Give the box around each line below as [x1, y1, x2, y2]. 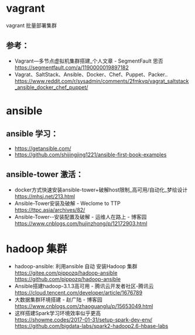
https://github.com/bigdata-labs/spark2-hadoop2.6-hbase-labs [14, 322, 169, 329]
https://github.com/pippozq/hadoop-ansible [14, 275, 121, 282]
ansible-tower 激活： [6, 169, 84, 180]
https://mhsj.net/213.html [14, 193, 75, 200]
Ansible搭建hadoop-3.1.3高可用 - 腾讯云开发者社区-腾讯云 [14, 282, 154, 289]
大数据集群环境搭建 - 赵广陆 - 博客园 [14, 296, 102, 303]
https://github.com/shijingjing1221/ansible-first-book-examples [14, 151, 167, 158]
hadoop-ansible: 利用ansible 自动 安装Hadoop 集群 [14, 262, 138, 269]
